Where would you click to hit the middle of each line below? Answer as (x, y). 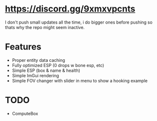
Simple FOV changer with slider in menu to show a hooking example (80, 81)
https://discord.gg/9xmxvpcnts (70, 9)
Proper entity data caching (38, 60)
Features (23, 47)
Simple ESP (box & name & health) (46, 70)
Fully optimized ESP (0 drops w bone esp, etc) (58, 65)
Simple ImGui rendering (36, 75)
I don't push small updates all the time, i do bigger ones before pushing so (79, 22)
